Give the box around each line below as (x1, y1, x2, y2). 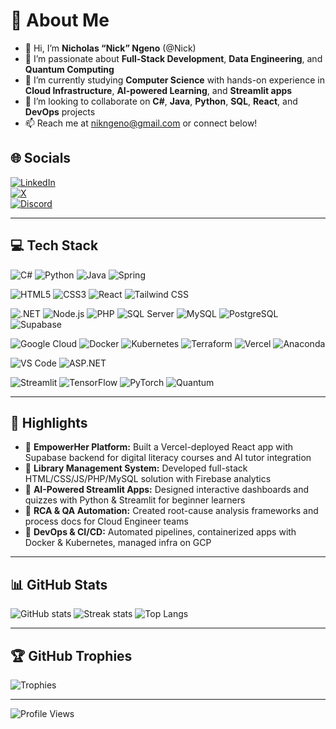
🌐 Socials (10, 150, 72, 167)
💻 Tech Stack (10, 237, 99, 254)
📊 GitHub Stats (10, 576, 108, 593)
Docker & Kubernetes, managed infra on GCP (24, 537, 212, 549)
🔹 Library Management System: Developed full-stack (24, 462, 248, 474)
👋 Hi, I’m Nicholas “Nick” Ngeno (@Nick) (24, 42, 197, 54)
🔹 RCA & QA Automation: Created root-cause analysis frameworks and (24, 505, 319, 517)
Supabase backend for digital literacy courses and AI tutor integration (24, 452, 312, 464)
